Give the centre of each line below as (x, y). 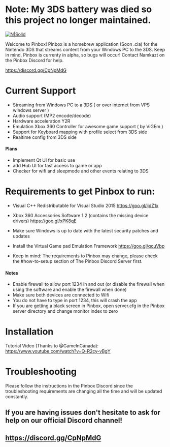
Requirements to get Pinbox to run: (80, 191)
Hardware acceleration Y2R (41, 121)
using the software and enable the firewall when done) (70, 290)
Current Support (41, 91)
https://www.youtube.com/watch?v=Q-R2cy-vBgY (58, 351)
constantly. (17, 397)
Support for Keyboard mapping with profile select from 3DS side (80, 132)
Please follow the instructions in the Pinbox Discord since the (69, 386)
